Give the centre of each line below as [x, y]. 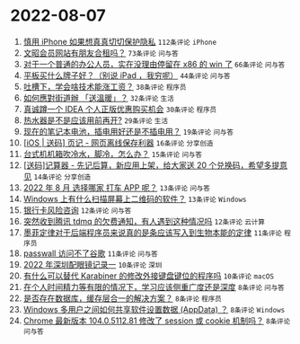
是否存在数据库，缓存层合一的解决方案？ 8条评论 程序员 [123, 298]
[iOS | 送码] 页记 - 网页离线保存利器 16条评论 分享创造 [118, 142]
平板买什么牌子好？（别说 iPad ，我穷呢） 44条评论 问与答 [127, 75]
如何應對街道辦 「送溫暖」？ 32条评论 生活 [98, 97]
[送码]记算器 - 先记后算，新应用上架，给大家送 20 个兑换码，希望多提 [151, 165]
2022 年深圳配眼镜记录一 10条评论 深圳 [93, 264]
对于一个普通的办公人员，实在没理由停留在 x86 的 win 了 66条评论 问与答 [154, 64]
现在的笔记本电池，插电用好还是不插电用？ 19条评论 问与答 [128, 131]
